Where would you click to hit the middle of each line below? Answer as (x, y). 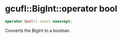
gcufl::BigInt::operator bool (61, 9)
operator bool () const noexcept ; (39, 21)
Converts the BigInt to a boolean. (38, 30)
